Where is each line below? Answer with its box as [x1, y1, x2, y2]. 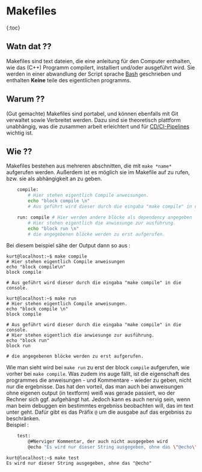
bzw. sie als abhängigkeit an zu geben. [6, 175, 102, 183]
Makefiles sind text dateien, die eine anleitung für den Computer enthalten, [6, 57, 192, 64]
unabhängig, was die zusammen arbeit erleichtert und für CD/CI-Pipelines [6, 123, 189, 130]
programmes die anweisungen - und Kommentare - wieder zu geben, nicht [6, 377, 192, 384]
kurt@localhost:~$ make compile [6, 253, 87, 259]
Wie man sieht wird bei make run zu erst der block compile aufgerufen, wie [6, 364, 190, 371]
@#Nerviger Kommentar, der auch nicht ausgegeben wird [28, 438, 168, 445]
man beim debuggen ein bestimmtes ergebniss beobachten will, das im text [6, 402, 194, 410]
